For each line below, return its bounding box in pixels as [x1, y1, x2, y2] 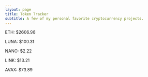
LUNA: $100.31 [5, 39, 35, 45]
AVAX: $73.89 [5, 67, 33, 73]
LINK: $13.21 [5, 58, 30, 63]
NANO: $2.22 [5, 48, 32, 54]
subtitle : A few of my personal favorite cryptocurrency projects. [5, 16, 144, 21]
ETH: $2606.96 [5, 30, 36, 35]
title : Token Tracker [5, 12, 49, 16]
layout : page [5, 7, 31, 12]
